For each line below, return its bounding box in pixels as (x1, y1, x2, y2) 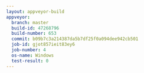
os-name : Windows (11, 52, 54, 58)
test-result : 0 (11, 58, 49, 64)
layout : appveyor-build (6, 8, 65, 15)
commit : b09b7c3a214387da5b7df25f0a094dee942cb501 (11, 36, 139, 42)
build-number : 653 (11, 31, 57, 36)
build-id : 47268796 (11, 25, 60, 31)
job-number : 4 (11, 47, 46, 53)
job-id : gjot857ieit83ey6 (11, 42, 76, 48)
